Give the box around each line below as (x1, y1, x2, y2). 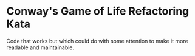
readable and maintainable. (6, 44, 75, 51)
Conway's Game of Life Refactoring (6, 4, 190, 18)
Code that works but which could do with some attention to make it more (6, 37, 188, 44)
